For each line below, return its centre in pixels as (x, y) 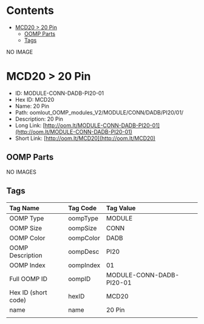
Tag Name (24, 208)
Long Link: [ (30, 125)
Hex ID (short (28, 293)
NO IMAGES (21, 172)
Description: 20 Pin (39, 119)
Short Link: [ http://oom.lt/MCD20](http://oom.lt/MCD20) (85, 138)
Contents (30, 11)
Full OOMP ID (28, 279)
